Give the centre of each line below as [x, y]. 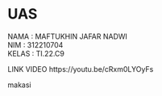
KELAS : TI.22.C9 [36, 53]
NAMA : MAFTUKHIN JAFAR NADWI [68, 36]
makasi [19, 85]
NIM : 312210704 [35, 44]
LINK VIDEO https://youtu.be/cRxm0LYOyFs [81, 69]
